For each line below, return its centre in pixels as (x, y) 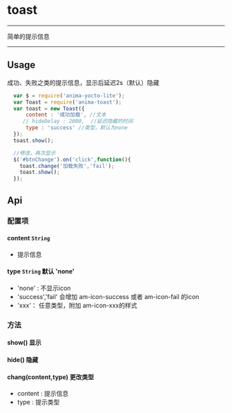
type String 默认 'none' (41, 271)
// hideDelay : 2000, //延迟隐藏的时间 (78, 122)
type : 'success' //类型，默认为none (77, 128)
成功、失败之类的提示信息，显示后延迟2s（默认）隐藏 (83, 82)
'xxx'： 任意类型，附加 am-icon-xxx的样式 (77, 305)
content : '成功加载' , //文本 (66, 115)
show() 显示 (24, 343)
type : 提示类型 (38, 402)
